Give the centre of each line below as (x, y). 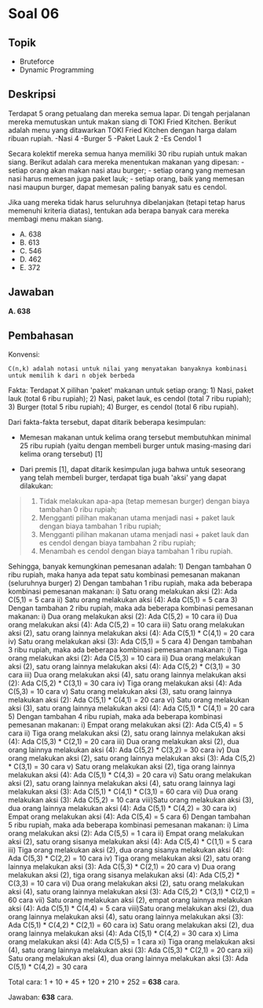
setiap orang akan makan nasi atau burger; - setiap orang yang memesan (127, 170)
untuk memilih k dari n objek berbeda (71, 376)
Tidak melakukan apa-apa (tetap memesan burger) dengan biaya (144, 501)
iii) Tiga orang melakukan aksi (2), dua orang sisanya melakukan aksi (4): (126, 850)
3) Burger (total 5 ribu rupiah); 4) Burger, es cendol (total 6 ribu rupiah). (124, 407)
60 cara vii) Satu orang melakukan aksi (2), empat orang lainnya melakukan (130, 900)
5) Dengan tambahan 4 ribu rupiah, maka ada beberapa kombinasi (115, 717)
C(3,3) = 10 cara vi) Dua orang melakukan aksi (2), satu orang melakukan (126, 883)
